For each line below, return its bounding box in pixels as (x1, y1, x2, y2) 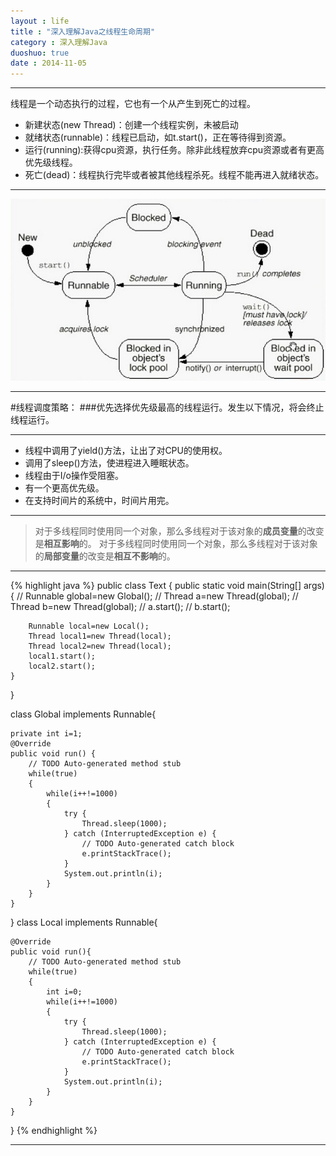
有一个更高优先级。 (24, 482, 105, 494)
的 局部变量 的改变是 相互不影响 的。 (34, 550, 176, 562)
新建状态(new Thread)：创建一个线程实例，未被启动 (24, 119, 239, 131)
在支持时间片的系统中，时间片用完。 (24, 495, 175, 506)
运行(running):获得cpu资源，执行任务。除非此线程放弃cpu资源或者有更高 (24, 144, 325, 156)
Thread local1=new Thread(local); (28, 631, 172, 641)
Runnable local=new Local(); (28, 621, 150, 631)
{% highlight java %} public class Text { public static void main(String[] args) (10, 580, 325, 591)
